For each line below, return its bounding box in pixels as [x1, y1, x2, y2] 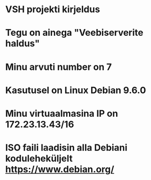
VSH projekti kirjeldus [5, 4, 100, 15]
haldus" [5, 38, 40, 49]
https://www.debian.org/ [5, 164, 114, 175]
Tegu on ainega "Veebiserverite [5, 27, 143, 39]
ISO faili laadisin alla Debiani [5, 142, 128, 153]
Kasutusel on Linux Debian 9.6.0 [5, 84, 146, 96]
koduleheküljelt [5, 153, 73, 164]
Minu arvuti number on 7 [5, 61, 112, 72]
